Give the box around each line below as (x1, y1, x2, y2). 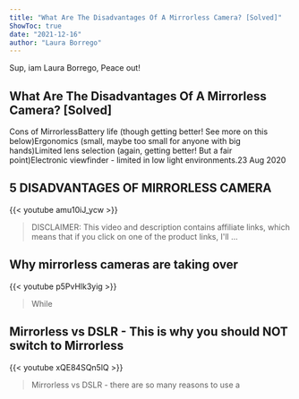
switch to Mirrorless (9, 338, 124, 353)
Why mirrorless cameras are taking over (9, 257, 239, 273)
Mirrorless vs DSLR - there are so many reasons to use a (30, 379, 240, 390)
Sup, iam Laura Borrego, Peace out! (9, 63, 141, 73)
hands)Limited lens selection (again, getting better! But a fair (9, 145, 233, 157)
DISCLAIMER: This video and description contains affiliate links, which (30, 221, 291, 233)
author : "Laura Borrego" (9, 38, 102, 47)
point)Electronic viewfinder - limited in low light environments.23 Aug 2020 (9, 155, 286, 166)
